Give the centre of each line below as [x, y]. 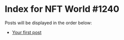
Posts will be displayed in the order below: [48, 23]
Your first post [27, 32]
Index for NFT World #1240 [62, 9]
